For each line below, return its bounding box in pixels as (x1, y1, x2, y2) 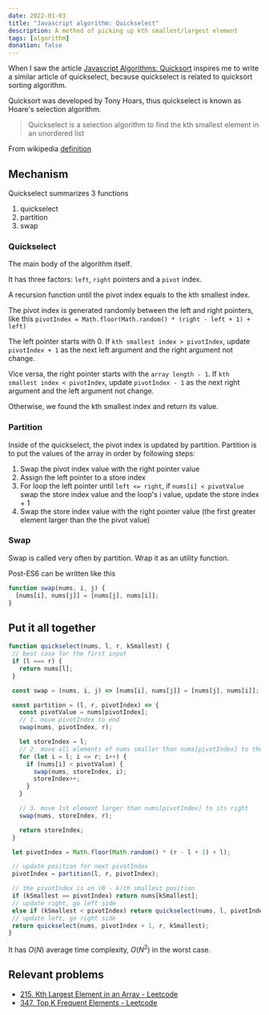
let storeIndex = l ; (18, 738, 88, 746)
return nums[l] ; (18, 664, 74, 672)
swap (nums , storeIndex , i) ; (33, 768, 127, 776)
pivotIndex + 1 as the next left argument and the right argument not (8, 345, 234, 355)
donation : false (8, 42, 62, 50)
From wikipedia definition (8, 144, 92, 154)
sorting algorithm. (8, 81, 67, 90)
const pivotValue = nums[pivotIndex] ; (18, 708, 149, 716)
